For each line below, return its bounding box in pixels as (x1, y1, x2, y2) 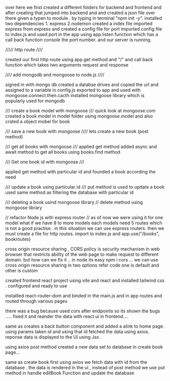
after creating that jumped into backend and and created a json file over (5, 10, 156, 16)
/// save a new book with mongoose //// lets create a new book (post (5, 128, 149, 134)
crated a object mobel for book (5, 119, 70, 124)
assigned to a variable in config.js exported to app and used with (5, 87, 141, 93)
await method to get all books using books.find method (5, 149, 121, 155)
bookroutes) (5, 236, 31, 242)
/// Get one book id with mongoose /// (5, 159, 85, 165)
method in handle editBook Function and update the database (5, 370, 134, 376)
